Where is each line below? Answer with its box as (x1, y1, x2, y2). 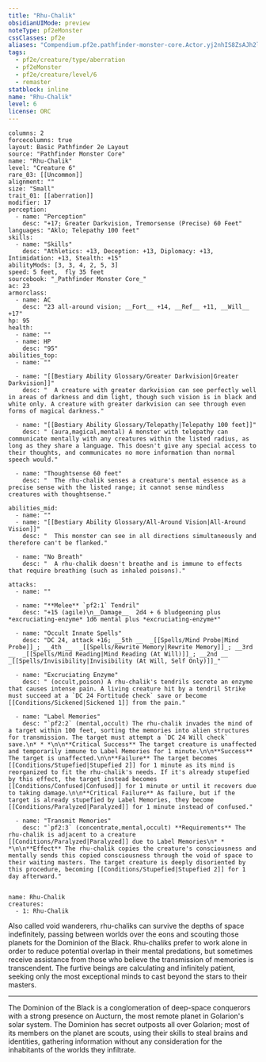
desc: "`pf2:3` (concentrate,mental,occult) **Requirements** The (22, 824, 246, 832)
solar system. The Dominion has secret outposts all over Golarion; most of (8, 1020, 250, 1029)
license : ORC (8, 108, 51, 116)
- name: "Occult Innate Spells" (15, 629, 123, 637)
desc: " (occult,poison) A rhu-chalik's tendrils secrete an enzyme (22, 678, 253, 686)
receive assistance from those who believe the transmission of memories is (8, 955, 254, 964)
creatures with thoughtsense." (8, 491, 112, 498)
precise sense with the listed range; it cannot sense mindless (8, 483, 225, 491)
